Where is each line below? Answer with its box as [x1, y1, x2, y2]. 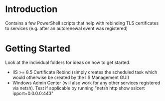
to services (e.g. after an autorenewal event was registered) [5, 25, 128, 31]
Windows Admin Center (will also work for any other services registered [12, 79, 161, 85]
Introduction [5, 3, 58, 15]
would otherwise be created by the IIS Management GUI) [12, 74, 130, 80]
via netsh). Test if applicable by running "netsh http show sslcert [12, 85, 145, 91]
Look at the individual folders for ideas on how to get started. [5, 59, 131, 65]
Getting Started [5, 43, 71, 54]
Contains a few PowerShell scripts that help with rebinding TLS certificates [5, 20, 159, 26]
